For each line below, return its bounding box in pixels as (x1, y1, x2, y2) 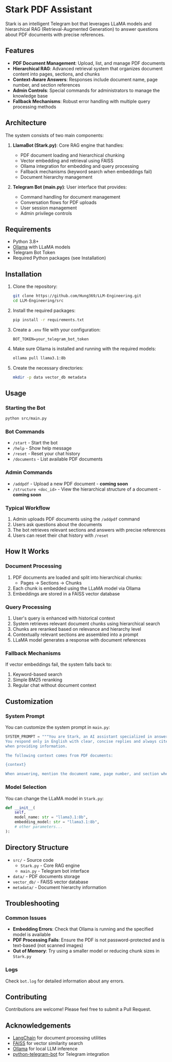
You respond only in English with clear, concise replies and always (5, 739, 157, 744)
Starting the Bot (5, 404, 46, 411)
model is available (12, 932, 51, 938)
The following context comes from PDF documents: (5, 753, 114, 758)
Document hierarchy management (20, 173, 93, 180)
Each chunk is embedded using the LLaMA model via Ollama (12, 585, 141, 591)
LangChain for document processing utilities (12, 1035, 106, 1041)
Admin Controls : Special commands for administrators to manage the (12, 87, 160, 93)
